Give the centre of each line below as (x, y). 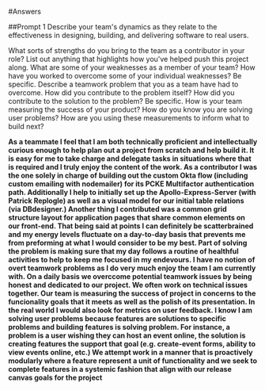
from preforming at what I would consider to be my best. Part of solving (128, 243)
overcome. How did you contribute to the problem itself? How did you (121, 93)
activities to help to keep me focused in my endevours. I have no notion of (132, 260)
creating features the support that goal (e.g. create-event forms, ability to (132, 344)
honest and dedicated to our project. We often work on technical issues (128, 285)
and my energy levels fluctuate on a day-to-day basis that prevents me (127, 234)
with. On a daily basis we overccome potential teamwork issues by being (130, 276)
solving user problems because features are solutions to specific (117, 319)
